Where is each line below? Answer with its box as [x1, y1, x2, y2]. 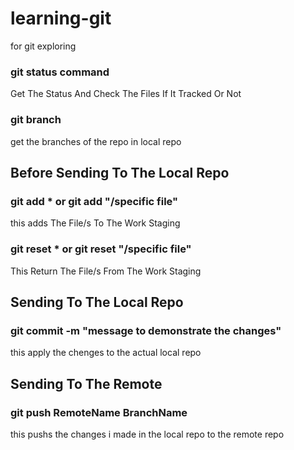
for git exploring [10, 40, 77, 52]
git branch [10, 113, 62, 127]
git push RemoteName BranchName [10, 405, 188, 419]
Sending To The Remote [10, 375, 163, 392]
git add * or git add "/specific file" [10, 194, 179, 208]
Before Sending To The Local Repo [10, 164, 230, 181]
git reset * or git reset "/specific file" [10, 242, 192, 256]
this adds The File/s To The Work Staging [10, 217, 181, 229]
